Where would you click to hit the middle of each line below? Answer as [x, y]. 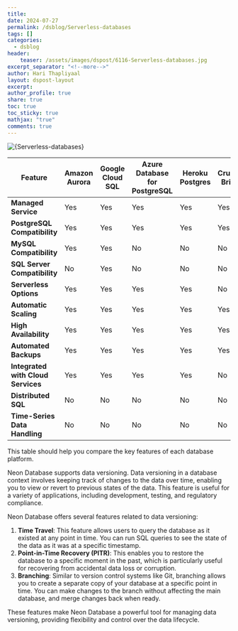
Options [25, 293]
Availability [30, 334]
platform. [21, 458]
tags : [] [20, 34]
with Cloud [30, 375]
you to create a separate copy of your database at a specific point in [117, 583]
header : [19, 54]
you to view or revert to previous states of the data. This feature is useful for [119, 487]
